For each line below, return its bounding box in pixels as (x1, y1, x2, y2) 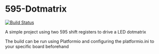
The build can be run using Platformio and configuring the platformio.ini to (5, 38, 155, 44)
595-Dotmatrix (5, 3, 67, 15)
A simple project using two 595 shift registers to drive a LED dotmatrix (5, 29, 146, 35)
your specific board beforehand (5, 43, 69, 49)
